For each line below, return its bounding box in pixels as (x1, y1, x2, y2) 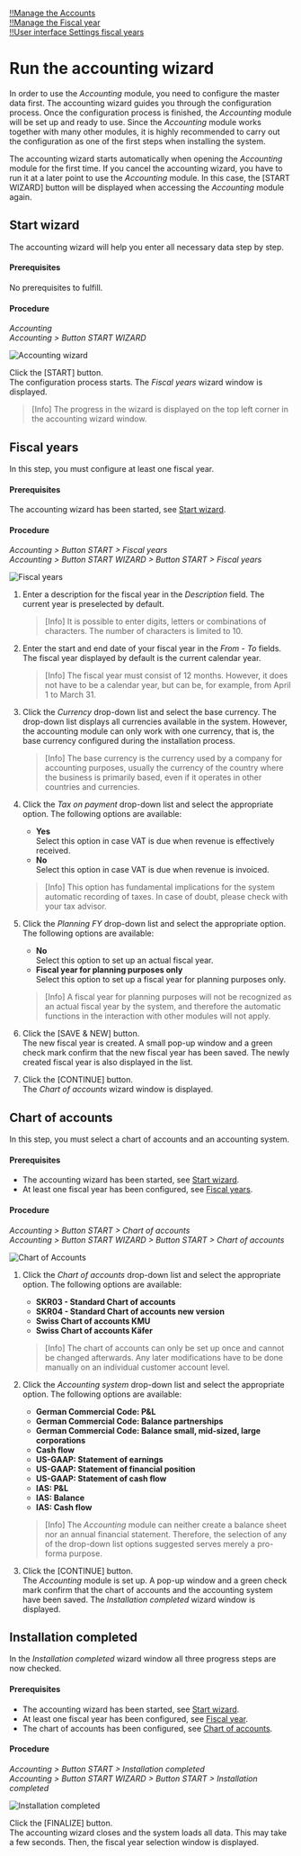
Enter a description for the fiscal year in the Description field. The (22, 589, 265, 600)
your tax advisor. (44, 901, 108, 912)
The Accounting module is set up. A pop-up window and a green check (22, 1575, 288, 1586)
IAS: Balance (35, 1492, 85, 1503)
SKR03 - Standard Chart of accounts (35, 1296, 176, 1307)
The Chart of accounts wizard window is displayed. (22, 1084, 214, 1095)
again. (9, 191, 33, 202)
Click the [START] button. (9, 367, 103, 378)
